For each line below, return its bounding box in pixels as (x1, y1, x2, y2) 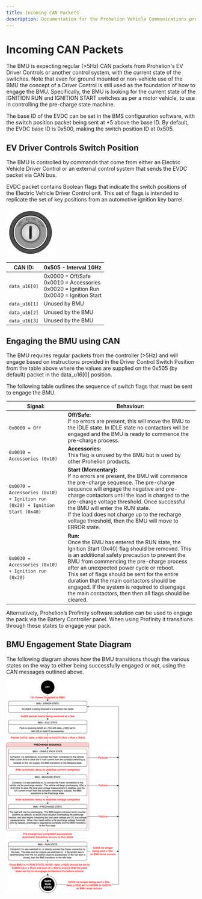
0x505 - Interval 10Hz (43, 263, 102, 271)
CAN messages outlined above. (6, 668, 84, 675)
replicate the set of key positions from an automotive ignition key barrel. (6, 196, 185, 203)
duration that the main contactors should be (67, 577, 176, 584)
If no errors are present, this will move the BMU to (67, 417, 191, 425)
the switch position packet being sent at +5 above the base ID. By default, (6, 119, 189, 126)
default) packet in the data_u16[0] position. (6, 371, 112, 378)
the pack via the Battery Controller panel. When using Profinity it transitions (6, 616, 194, 623)
